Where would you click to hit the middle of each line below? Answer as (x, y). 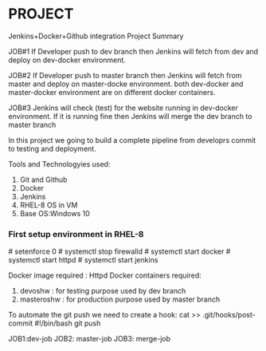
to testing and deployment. (53, 148)
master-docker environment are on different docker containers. (112, 92)
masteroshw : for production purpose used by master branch (120, 299)
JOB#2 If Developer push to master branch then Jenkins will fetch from (125, 75)
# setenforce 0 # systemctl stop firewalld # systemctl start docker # (119, 251)
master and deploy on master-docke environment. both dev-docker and (126, 84)
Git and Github (43, 179)
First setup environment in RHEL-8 (76, 234)
